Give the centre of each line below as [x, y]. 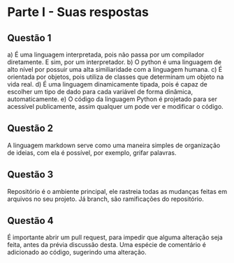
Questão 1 [29, 38]
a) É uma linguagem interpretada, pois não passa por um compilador [106, 54]
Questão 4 [30, 221]
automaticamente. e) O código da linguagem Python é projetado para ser [112, 99]
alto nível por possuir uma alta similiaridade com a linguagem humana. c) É [115, 69]
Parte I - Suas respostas [78, 12]
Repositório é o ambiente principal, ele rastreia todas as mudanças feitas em [117, 191]
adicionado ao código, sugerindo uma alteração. [77, 253]
